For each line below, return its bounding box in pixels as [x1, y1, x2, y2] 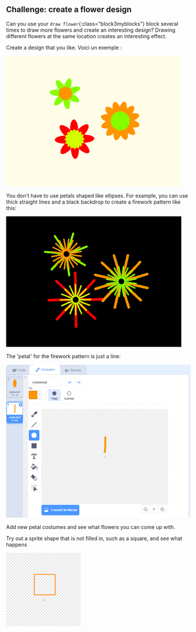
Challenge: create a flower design [6, 5, 132, 15]
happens [6, 541, 27, 548]
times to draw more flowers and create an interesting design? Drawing [6, 26, 176, 33]
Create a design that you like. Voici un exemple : [6, 44, 122, 51]
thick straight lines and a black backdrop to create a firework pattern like [6, 198, 181, 205]
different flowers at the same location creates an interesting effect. [6, 32, 167, 40]
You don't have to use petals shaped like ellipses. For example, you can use [6, 192, 188, 199]
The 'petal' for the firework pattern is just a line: [6, 352, 121, 359]
